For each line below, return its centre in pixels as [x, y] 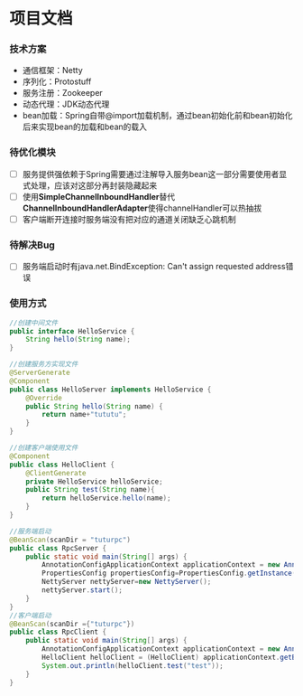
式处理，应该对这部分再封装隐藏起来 [90, 185]
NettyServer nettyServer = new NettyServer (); [127, 582]
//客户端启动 [30, 616]
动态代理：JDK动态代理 [66, 104]
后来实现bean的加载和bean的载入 [84, 127]
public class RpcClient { [58, 632]
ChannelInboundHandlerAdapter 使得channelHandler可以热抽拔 [142, 208]
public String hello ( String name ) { [95, 406]
